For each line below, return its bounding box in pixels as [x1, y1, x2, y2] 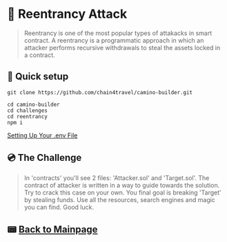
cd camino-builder [7, 101, 60, 108]
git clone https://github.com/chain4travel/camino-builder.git [7, 89, 193, 96]
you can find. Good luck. [23, 203, 95, 211]
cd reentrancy [7, 113, 48, 120]
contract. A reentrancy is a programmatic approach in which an [23, 36, 204, 44]
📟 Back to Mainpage [7, 223, 98, 235]
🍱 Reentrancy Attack [7, 6, 128, 22]
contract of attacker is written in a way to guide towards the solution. [23, 181, 220, 189]
